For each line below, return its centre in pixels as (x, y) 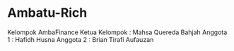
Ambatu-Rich (47, 13)
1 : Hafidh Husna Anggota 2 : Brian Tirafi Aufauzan (81, 39)
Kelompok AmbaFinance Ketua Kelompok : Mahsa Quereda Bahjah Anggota (117, 32)
